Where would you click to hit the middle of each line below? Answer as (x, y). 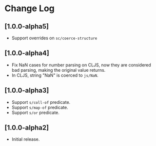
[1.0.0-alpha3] (27, 90)
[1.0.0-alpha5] (27, 26)
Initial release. (26, 139)
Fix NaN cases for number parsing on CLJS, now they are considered (81, 65)
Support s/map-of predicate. (40, 107)
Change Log (29, 8)
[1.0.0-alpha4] (27, 53)
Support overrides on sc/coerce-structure (54, 38)
